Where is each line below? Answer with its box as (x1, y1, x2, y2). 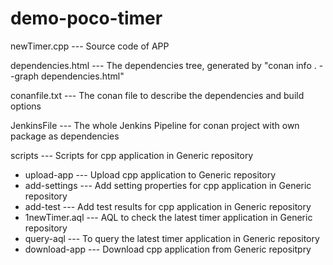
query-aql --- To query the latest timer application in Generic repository (24, 232, 320, 244)
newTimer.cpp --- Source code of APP (10, 40, 170, 52)
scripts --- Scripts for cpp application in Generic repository (10, 149, 254, 161)
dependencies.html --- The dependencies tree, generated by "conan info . (10, 59, 317, 71)
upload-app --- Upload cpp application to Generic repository (24, 168, 277, 181)
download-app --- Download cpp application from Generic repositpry (24, 243, 312, 255)
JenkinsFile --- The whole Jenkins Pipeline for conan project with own (10, 119, 300, 131)
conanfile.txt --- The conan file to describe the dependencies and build (10, 89, 305, 101)
